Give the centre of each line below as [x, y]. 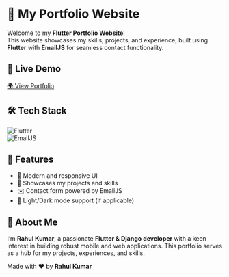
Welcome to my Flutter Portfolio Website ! [66, 33]
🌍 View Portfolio [31, 85]
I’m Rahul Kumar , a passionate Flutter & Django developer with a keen [107, 239]
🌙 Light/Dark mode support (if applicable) [76, 200]
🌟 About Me [32, 222]
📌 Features [30, 159]
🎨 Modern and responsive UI [57, 176]
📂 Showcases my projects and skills [67, 183]
